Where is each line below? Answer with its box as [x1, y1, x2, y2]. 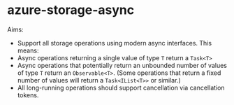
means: [17, 46, 39, 55]
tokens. [17, 90, 39, 99]
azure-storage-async [7, 2, 135, 18]
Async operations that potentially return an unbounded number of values [17, 61, 228, 69]
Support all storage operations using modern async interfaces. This [17, 38, 212, 47]
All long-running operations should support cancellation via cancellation [17, 83, 225, 92]
